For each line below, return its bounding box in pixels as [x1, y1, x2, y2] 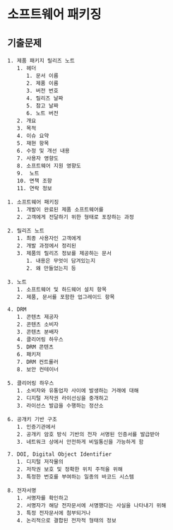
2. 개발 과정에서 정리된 [16, 242, 76, 249]
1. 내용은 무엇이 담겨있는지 [25, 257, 96, 264]
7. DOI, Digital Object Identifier [7, 451, 112, 458]
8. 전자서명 [7, 487, 37, 494]
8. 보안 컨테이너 [16, 366, 59, 373]
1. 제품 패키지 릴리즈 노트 [7, 57, 76, 64]
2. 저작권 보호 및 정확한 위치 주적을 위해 [16, 466, 123, 473]
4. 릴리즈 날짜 [25, 95, 64, 102]
